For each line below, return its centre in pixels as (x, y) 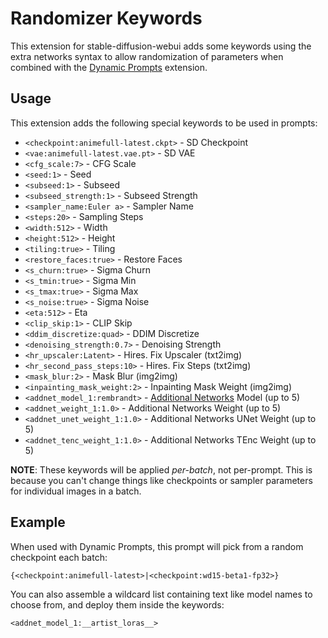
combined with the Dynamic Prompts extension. (109, 67)
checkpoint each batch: (59, 557)
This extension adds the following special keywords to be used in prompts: (164, 123)
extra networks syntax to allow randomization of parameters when (147, 56)
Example (38, 522)
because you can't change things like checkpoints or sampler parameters (161, 480)
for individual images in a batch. (76, 491)
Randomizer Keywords (106, 18)
